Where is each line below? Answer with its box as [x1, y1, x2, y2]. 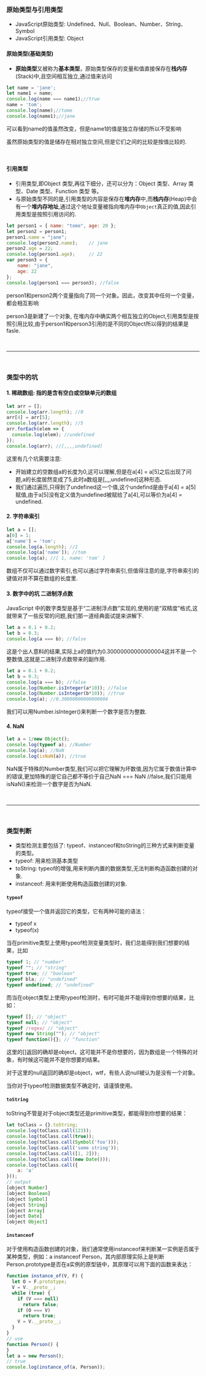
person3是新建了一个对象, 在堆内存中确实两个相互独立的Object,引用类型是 [6, 312, 194, 319]
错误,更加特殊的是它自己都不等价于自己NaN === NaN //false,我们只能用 [11, 773, 192, 780]
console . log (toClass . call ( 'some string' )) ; [6, 1145, 120, 1151]
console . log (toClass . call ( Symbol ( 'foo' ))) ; [6, 1139, 120, 1145]
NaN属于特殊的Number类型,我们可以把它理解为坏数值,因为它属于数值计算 [6, 765, 192, 772]
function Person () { [6, 1341, 59, 1347]
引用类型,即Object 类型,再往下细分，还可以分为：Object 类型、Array [15, 180, 187, 187]
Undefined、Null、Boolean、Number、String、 [67, 20, 186, 28]
